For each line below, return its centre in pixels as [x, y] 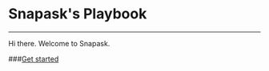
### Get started [34, 59]
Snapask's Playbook [78, 14]
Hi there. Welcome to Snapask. [59, 43]
